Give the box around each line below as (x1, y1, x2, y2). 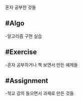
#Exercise (5, 48, 37, 56)
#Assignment (5, 76, 48, 85)
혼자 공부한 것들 (5, 4, 36, 10)
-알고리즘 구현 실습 (5, 33, 42, 39)
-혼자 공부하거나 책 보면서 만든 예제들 (5, 61, 78, 67)
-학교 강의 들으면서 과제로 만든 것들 (5, 90, 74, 96)
